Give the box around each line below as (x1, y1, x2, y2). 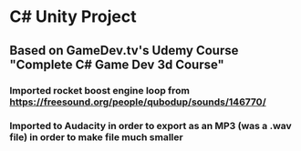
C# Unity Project (9, 6, 137, 27)
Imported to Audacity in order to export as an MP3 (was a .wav (9, 120, 292, 133)
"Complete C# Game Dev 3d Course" (9, 56, 225, 72)
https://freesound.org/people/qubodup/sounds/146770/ (9, 96, 266, 108)
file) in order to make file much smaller (9, 131, 184, 144)
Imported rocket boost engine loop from (9, 84, 190, 96)
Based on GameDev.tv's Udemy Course (9, 43, 239, 58)
